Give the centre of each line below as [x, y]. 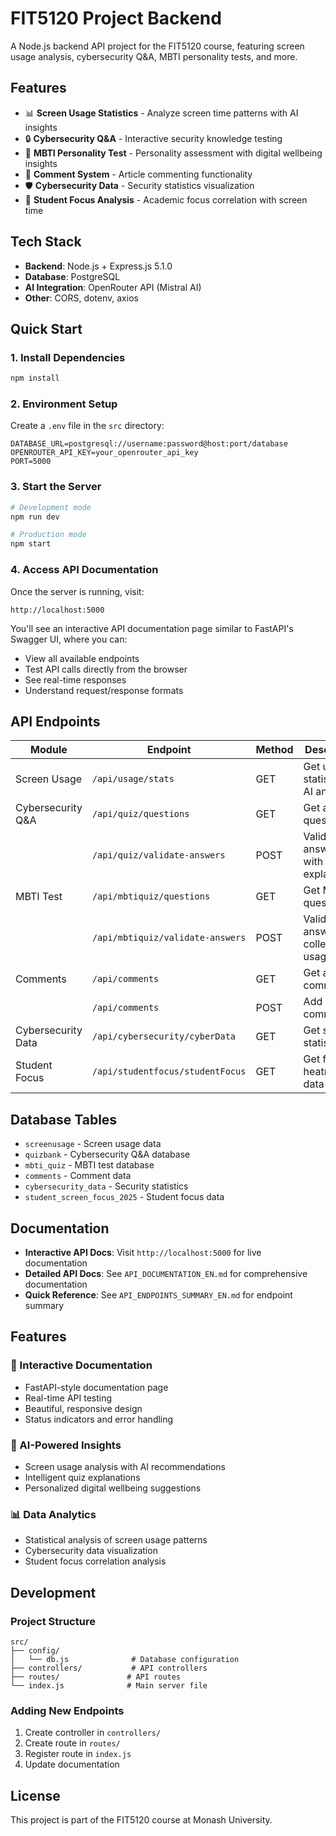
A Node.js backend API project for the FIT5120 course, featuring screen [157, 46]
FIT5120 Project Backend [116, 18]
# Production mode [48, 535]
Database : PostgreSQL [72, 276]
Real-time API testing [68, 1398]
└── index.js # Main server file [109, 1685]
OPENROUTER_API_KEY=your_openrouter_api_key [104, 453]
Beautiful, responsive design [83, 1408]
